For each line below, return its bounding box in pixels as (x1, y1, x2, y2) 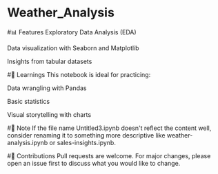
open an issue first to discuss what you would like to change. (7, 159, 181, 167)
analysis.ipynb (7, 138, 48, 146)
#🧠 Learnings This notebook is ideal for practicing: (7, 70, 151, 78)
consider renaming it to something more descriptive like (7, 131, 166, 139)
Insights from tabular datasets (7, 57, 92, 65)
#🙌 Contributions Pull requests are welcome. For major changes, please (7, 151, 211, 160)
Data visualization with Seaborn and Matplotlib (7, 43, 139, 52)
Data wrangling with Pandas (7, 84, 87, 92)
